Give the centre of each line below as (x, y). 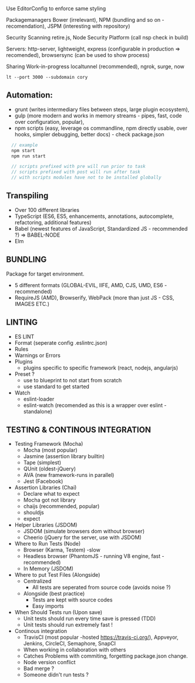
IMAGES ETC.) (32, 304)
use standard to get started (56, 386)
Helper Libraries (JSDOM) (46, 525)
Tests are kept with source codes (72, 600)
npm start (23, 150)
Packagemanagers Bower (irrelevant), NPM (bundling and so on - (85, 20)
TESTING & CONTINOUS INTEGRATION (79, 430)
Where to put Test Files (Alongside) (57, 575)
